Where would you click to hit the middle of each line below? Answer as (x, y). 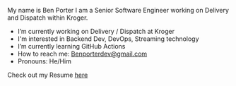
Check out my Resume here (48, 75)
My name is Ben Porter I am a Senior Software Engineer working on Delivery (118, 10)
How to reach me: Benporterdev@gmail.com (82, 54)
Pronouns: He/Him (45, 61)
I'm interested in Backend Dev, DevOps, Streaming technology (108, 39)
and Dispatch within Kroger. (48, 18)
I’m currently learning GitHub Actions (71, 46)
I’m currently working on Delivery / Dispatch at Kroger (96, 31)
